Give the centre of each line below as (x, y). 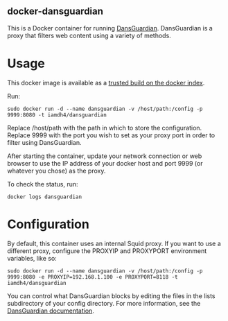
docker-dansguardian (55, 11)
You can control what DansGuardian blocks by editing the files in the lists (111, 296)
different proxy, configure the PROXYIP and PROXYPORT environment (107, 251)
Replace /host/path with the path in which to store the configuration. (105, 128)
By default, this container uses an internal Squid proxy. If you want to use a (114, 243)
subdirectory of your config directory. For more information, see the (104, 303)
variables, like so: (32, 258)
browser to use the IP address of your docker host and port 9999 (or (105, 163)
